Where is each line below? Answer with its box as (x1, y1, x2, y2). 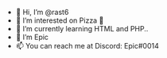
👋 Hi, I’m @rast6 (15, 8, 69, 16)
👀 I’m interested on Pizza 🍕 (15, 16, 104, 25)
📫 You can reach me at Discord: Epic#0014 (15, 42, 159, 50)
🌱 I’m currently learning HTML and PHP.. (15, 24, 149, 33)
